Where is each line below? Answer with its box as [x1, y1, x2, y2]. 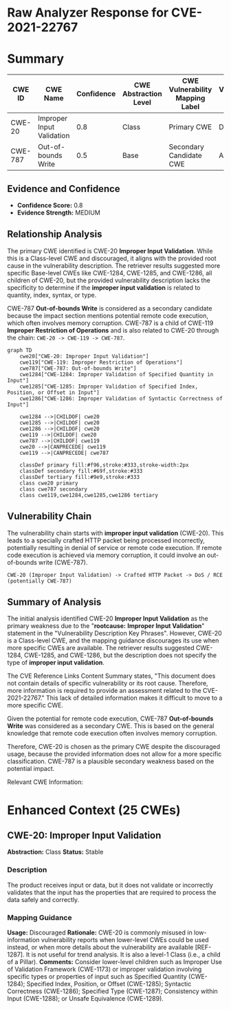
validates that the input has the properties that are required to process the [7, 888, 217, 897]
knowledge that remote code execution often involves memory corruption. [7, 729, 218, 738]
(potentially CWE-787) [7, 578, 72, 585]
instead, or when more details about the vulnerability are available [7, 943, 194, 951]
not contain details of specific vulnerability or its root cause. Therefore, [7, 679, 208, 687]
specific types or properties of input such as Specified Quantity [7, 972, 187, 981]
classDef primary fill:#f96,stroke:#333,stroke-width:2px [19, 461, 189, 469]
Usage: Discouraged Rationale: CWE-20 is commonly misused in [7, 928, 192, 937]
